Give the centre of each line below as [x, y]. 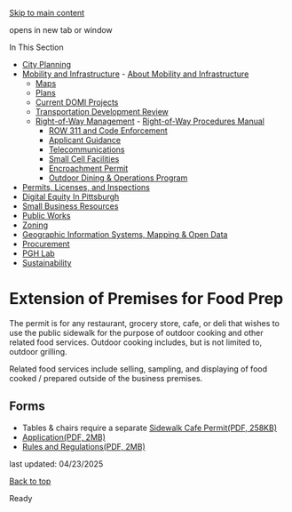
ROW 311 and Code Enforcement [108, 131]
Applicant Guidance [85, 140]
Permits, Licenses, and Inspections [86, 187]
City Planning [47, 64]
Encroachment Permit [88, 168]
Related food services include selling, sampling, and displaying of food [138, 369]
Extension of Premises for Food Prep [146, 299]
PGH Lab [38, 253]
